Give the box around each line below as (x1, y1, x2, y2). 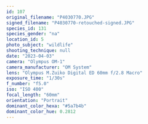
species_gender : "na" (6, 31, 60, 37)
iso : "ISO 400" (6, 86, 44, 92)
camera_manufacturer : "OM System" (6, 64, 92, 70)
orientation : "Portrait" (6, 97, 68, 103)
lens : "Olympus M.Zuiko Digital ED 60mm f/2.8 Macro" (6, 70, 143, 76)
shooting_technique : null (6, 48, 70, 54)
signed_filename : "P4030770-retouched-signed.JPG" (6, 20, 135, 26)
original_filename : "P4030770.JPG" (6, 14, 95, 20)
